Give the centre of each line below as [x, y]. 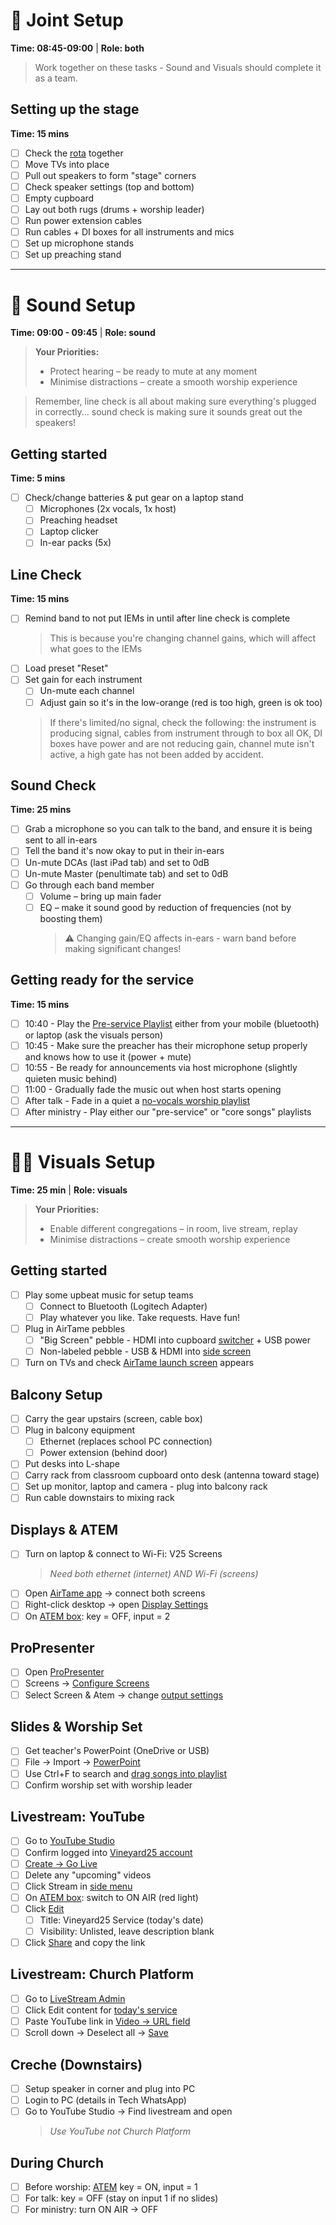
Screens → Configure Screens [87, 1683]
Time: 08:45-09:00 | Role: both [77, 48]
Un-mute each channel [87, 691]
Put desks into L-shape [72, 1464]
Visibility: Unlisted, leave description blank [127, 1931]
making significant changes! [123, 948]
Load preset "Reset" [66, 668]
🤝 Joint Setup [67, 20]
